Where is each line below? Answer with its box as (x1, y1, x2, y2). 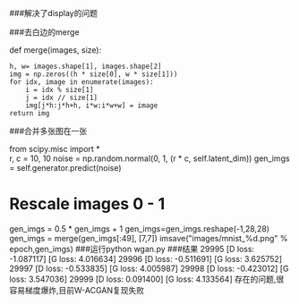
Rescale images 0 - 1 (9, 194, 166, 215)
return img (9, 109, 50, 118)
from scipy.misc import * (9, 144, 100, 154)
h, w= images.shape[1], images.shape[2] (9, 62, 163, 71)
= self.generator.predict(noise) (9, 163, 123, 173)
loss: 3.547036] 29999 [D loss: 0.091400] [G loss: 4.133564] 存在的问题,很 (9, 274, 285, 284)
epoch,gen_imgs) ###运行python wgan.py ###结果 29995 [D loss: (9, 243, 255, 254)
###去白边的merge (9, 27, 80, 38)
